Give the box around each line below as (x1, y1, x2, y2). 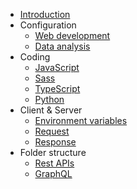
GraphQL (34, 168, 73, 179)
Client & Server (19, 104, 83, 116)
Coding (19, 51, 51, 63)
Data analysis (34, 40, 91, 52)
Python (34, 94, 65, 105)
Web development (34, 30, 111, 41)
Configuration (19, 19, 77, 31)
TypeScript (34, 83, 81, 94)
